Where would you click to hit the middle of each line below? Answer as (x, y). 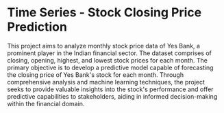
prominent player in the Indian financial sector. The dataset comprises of (110, 53)
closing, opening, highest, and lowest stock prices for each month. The (107, 60)
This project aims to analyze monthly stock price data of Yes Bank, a (104, 46)
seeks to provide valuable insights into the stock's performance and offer (110, 89)
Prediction (37, 27)
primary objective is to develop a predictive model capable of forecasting (110, 67)
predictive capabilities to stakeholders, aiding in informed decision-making (112, 96)
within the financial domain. (46, 103)
